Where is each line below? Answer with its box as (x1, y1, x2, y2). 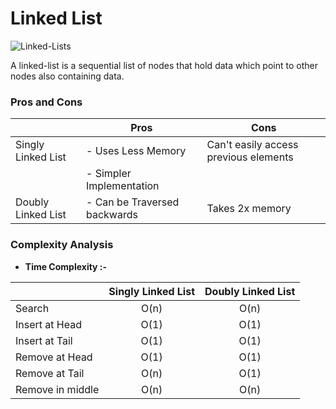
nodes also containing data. (10, 70, 125, 82)
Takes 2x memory (206, 202, 292, 216)
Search (15, 301, 50, 315)
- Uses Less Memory (85, 144, 187, 158)
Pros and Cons (10, 95, 83, 109)
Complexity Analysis (10, 238, 114, 252)
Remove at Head (15, 350, 93, 364)
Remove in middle (15, 382, 100, 396)
